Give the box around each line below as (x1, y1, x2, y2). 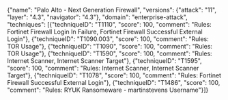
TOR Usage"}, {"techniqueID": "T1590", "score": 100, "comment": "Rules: (7, 49, 213, 58)
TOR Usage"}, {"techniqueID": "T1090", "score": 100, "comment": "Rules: (7, 42, 213, 50)
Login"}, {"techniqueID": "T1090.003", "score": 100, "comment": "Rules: (7, 35, 210, 43)
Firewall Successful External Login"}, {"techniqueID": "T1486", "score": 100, (7, 79, 220, 86)
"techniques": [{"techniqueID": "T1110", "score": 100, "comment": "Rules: (7, 21, 212, 28)
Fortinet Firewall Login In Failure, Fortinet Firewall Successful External (7, 27, 203, 36)
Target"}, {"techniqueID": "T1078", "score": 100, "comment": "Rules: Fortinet (7, 71, 222, 79)
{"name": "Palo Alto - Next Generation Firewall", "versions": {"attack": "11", (7, 6, 217, 14)
